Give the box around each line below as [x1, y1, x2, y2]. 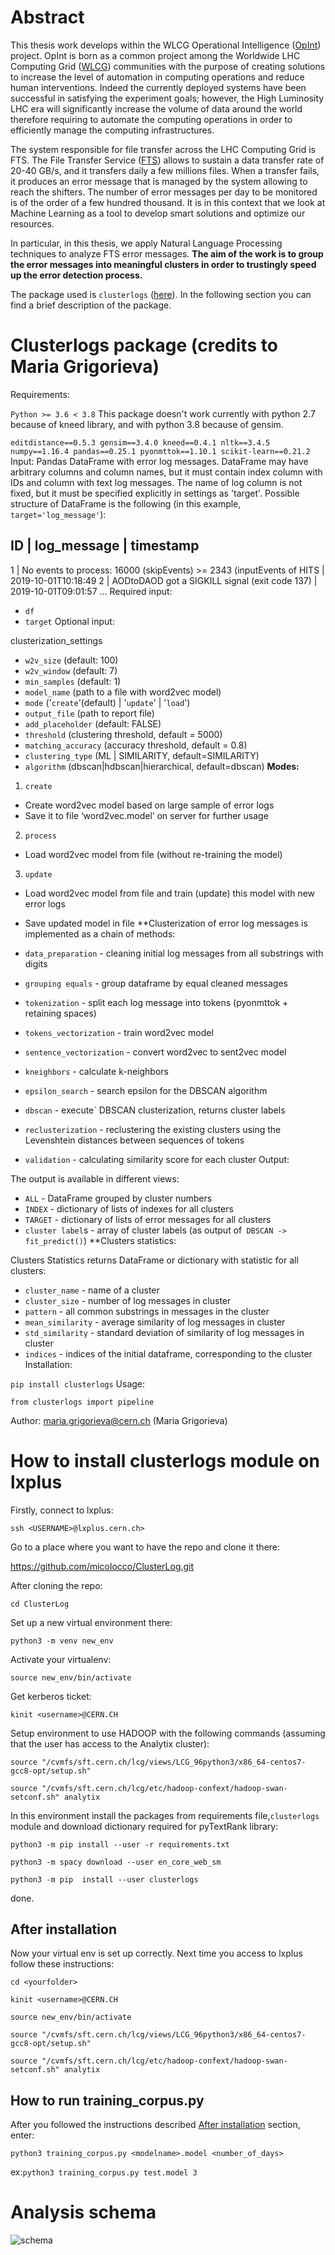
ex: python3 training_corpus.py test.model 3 [10, 2166, 198, 2178]
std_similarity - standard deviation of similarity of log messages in [24, 1326, 305, 1338]
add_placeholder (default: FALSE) [24, 717, 162, 730]
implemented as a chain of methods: [24, 927, 176, 940]
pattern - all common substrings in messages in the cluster [24, 1305, 270, 1317]
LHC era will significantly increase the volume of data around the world [10, 102, 303, 115]
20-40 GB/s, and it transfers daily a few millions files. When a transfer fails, [10, 164, 320, 176]
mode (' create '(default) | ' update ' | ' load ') [24, 696, 191, 708]
